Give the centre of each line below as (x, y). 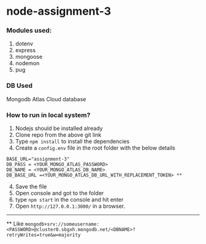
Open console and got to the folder (59, 193)
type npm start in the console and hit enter (69, 200)
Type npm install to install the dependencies (72, 142)
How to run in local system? (48, 115)
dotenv (24, 44)
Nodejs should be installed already (59, 128)
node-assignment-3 (59, 11)
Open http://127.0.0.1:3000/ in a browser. (70, 206)
